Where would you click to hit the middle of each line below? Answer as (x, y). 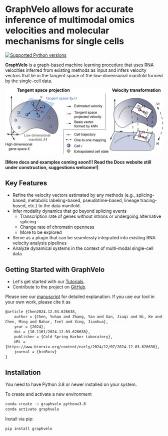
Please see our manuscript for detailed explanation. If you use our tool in (80, 297)
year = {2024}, (30, 327)
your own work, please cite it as (38, 302)
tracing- (148, 200)
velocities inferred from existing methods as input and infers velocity (76, 70)
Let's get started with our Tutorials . (48, 281)
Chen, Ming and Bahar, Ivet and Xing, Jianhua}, (57, 322)
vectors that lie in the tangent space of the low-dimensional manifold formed (84, 75)
